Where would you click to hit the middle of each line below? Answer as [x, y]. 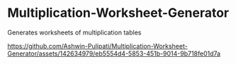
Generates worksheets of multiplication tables [74, 32]
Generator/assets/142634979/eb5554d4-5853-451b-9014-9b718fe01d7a [114, 53]
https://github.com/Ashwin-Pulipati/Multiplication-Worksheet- [97, 46]
